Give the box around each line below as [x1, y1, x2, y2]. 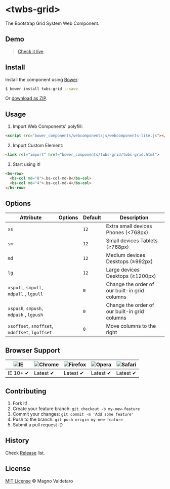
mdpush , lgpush [8, 311, 44, 318]
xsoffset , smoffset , [8, 323, 54, 330]
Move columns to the [106, 323, 156, 330]
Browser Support [5, 346, 61, 354]
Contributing [5, 387, 47, 395]
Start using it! [12, 161, 41, 167]
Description [119, 214, 149, 221]
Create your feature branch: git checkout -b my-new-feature [12, 406, 140, 412]
